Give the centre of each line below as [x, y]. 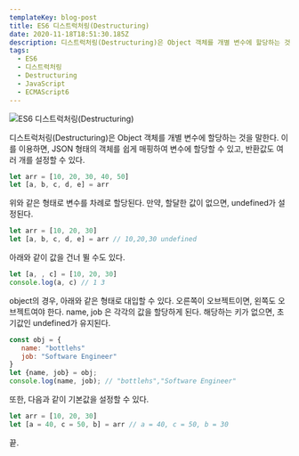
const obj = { [36, 339]
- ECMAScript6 [43, 92]
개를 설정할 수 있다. [52, 159]
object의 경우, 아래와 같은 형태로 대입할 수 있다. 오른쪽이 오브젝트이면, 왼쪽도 [142, 300]
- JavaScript [41, 84]
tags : [19, 51]
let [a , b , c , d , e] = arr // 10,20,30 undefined [103, 240]
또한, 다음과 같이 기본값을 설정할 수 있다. [79, 399]
